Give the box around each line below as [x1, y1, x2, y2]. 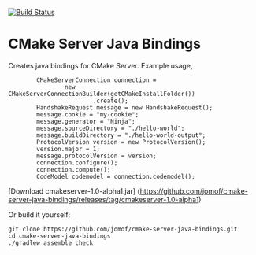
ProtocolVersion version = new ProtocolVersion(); [36, 138, 206, 146]
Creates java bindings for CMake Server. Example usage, [8, 61, 193, 70]
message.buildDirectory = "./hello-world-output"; [36, 131, 206, 139]
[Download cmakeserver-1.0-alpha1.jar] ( [8, 186, 140, 196]
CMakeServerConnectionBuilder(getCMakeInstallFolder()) [8, 90, 195, 98]
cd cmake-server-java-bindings [8, 232, 111, 240]
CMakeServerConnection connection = [36, 76, 157, 84]
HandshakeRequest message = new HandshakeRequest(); [36, 103, 213, 112]
